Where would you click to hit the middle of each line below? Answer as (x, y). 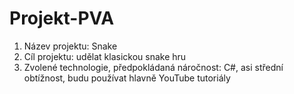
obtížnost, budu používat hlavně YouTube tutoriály (127, 78)
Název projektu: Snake (70, 46)
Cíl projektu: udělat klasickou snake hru (105, 56)
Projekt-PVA (62, 18)
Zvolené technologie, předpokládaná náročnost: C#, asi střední (153, 67)
